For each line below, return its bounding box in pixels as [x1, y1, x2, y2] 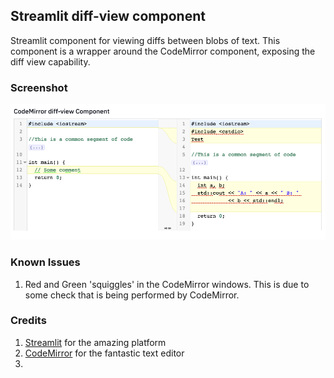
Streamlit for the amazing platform [24, 336, 167, 348]
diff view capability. [10, 55, 91, 68]
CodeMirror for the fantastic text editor [24, 347, 185, 359]
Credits [10, 314, 47, 328]
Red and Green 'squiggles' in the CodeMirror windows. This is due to [24, 278, 310, 290]
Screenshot [10, 80, 68, 94]
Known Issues [10, 255, 81, 269]
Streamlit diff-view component [10, 8, 206, 25]
